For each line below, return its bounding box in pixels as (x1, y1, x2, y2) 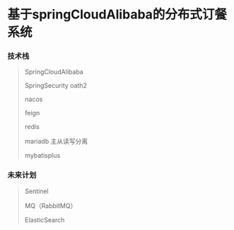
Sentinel (24, 187, 49, 195)
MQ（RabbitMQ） (24, 201, 77, 209)
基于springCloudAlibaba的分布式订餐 (7, 6, 228, 23)
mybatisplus (24, 151, 61, 160)
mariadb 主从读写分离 (24, 137, 88, 146)
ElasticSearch (24, 215, 65, 224)
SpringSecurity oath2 (24, 81, 87, 90)
